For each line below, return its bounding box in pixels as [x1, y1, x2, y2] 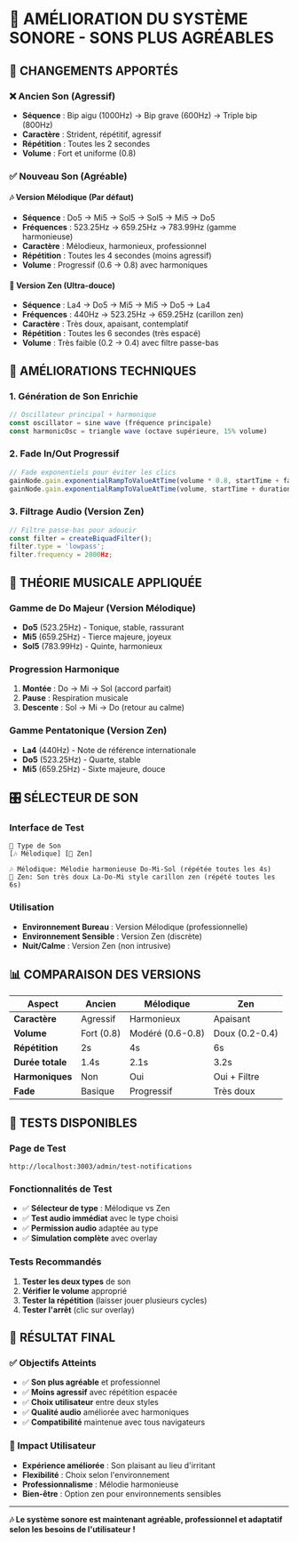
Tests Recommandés [9, 1256, 102, 1268]
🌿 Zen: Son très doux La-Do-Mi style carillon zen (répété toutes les [9, 872, 276, 882]
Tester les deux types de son [21, 1276, 131, 1287]
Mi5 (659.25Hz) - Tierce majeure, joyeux [21, 631, 172, 642]
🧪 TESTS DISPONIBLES [9, 1115, 137, 1130]
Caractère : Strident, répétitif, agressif [21, 129, 162, 140]
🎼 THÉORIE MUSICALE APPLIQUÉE [9, 574, 202, 590]
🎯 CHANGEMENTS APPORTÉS [9, 63, 179, 78]
